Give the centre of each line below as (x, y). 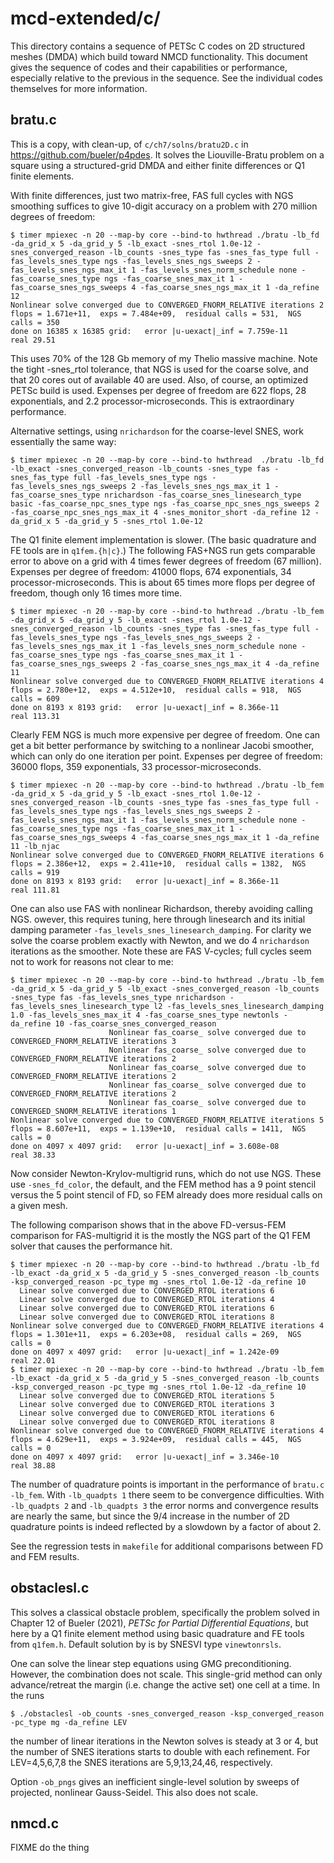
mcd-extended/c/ (85, 18)
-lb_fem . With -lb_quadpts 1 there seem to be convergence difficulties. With (167, 1494)
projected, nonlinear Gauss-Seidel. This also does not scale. (134, 1792)
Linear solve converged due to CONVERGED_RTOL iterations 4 (147, 1299)
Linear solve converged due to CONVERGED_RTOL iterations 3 (147, 1404)
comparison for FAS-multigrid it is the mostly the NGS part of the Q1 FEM (160, 1235)
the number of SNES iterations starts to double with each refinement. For (160, 1751)
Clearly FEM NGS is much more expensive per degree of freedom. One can (165, 734)
